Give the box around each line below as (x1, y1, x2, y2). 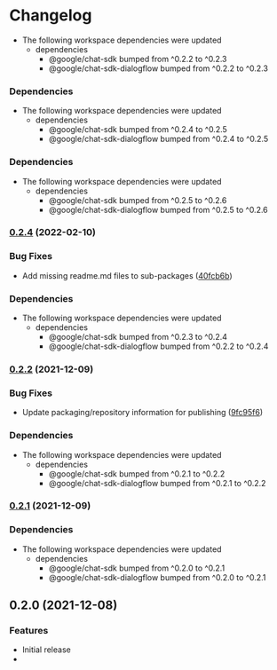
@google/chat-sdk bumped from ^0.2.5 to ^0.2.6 (48, 194, 227, 205)
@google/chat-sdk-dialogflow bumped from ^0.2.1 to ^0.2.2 (48, 477, 266, 488)
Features (9, 625, 49, 637)
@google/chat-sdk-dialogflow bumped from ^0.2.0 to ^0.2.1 (48, 571, 266, 582)
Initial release (21, 644, 71, 655)
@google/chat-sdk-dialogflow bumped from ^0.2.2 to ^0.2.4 (48, 341, 269, 351)
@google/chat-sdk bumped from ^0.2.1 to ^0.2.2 (48, 468, 226, 479)
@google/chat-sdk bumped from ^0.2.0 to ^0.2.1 (48, 563, 226, 573)
